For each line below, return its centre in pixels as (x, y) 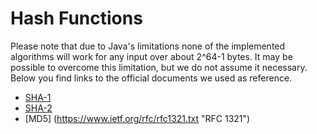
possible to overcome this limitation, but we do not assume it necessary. (159, 67)
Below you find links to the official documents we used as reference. (151, 78)
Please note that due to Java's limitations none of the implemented (148, 46)
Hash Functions (76, 18)
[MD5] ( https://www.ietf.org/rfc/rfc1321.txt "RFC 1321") (137, 118)
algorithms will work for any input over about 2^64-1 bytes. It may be (151, 56)
